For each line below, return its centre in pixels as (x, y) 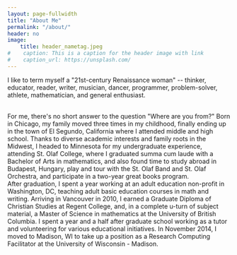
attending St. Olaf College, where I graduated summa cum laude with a (110, 153)
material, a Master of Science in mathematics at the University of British (112, 213)
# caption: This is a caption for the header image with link (105, 54)
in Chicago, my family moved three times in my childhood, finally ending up (117, 124)
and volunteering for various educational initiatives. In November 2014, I (112, 229)
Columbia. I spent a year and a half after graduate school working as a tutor (117, 221)
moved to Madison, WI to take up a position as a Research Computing (109, 236)
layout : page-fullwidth (42, 14)
